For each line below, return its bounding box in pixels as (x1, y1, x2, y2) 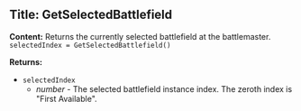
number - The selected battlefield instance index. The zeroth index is (35, 83, 293, 94)
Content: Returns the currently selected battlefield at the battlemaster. (9, 31, 271, 42)
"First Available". (35, 93, 97, 104)
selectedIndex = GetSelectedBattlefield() (9, 41, 171, 50)
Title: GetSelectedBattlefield (9, 7, 173, 23)
